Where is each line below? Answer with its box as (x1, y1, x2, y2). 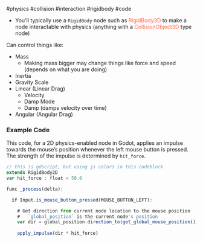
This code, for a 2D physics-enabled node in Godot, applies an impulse (6, 139, 184, 147)
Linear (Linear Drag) (14, 85, 65, 92)
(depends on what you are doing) (24, 66, 108, 73)
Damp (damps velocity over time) (24, 104, 107, 111)
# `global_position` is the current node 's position (17, 214, 158, 220)
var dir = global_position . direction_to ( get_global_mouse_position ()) (17, 219, 199, 225)
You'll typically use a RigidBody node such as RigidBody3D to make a (14, 17, 187, 24)
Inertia (14, 72, 31, 79)
